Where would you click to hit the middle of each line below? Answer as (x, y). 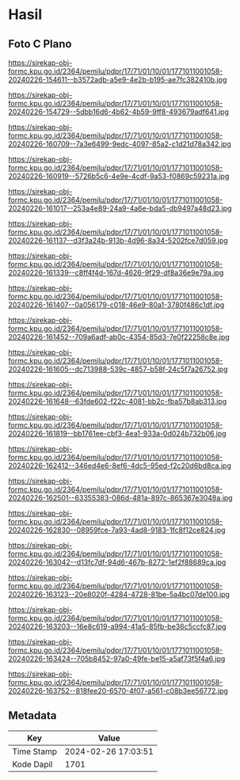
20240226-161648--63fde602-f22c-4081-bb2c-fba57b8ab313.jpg (118, 401)
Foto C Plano (40, 44)
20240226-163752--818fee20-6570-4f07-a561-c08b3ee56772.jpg (118, 691)
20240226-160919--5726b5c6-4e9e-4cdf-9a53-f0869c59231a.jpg (119, 176)
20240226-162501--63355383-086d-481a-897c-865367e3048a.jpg (120, 498)
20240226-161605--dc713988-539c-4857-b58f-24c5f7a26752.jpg (118, 369)
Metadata (32, 715)
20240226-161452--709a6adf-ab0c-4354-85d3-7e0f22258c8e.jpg (119, 337)
